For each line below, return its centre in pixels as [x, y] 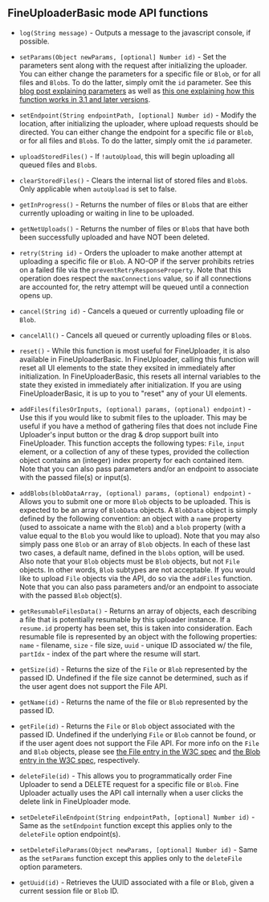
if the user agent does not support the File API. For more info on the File [139, 743]
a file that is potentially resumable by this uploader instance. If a [124, 619]
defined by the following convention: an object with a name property [130, 519]
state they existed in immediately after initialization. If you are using [130, 384]
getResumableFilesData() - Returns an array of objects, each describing [138, 611]
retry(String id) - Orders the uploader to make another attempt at [130, 252]
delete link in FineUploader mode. [75, 801]
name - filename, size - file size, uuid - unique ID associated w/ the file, [136, 645]
